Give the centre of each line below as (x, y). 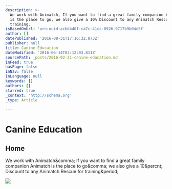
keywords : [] (19, 81)
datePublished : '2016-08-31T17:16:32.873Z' (52, 39)
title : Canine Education (32, 48)
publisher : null (23, 43)
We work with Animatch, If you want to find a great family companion (87, 15)
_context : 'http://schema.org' (39, 95)
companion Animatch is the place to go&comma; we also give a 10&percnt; (84, 166)
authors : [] (18, 86)
